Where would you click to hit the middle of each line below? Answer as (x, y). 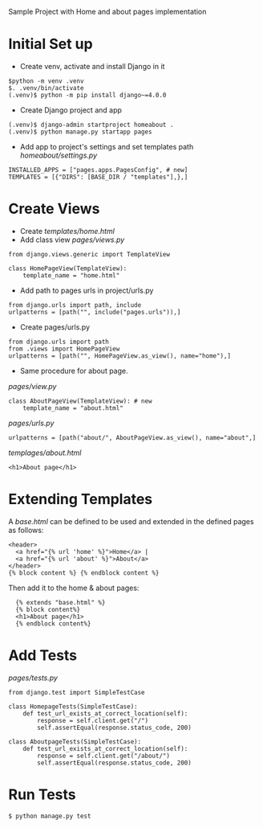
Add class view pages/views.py (72, 240)
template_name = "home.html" (71, 275)
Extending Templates (81, 500)
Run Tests (42, 794)
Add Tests (43, 655)
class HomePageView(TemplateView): (68, 268)
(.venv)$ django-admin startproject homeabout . (91, 125)
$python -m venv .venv (46, 81)
